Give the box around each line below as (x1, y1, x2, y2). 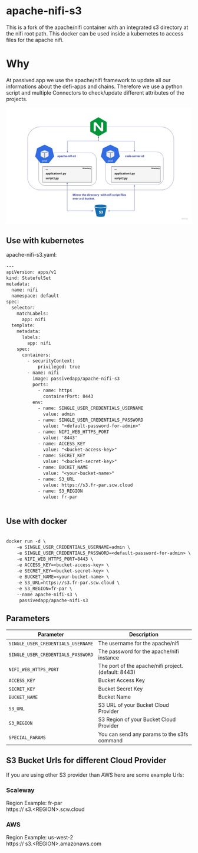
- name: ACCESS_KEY (37, 441, 85, 447)
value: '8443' (43, 435, 78, 441)
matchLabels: (16, 311, 49, 317)
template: (11, 322, 35, 329)
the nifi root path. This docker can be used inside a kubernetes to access (6, 30, 184, 37)
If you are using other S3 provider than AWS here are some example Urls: (6, 771, 184, 778)
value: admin (43, 411, 75, 418)
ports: (32, 382, 49, 388)
